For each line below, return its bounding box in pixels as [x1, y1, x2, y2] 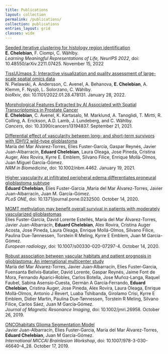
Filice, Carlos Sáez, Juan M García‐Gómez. [5, 301, 94, 307]
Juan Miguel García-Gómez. [5, 160, 64, 165]
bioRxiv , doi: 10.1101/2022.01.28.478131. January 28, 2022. [5, 92, 126, 98]
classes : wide [5, 31, 35, 36]
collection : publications [5, 21, 59, 27]
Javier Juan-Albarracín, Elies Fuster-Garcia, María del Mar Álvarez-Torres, [5, 327, 158, 333]
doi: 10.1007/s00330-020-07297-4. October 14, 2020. [48, 243, 159, 249]
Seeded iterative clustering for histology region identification [5, 45, 130, 50]
